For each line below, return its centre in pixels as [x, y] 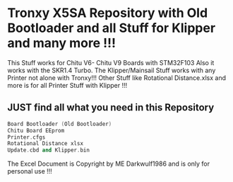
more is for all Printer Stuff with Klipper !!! [67, 85]
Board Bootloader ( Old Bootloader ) [60, 124]
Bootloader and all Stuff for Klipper [112, 28]
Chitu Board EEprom [36, 130]
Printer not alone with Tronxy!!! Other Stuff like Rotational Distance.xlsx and [117, 78]
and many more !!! [62, 43]
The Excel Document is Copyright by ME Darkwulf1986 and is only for [109, 164]
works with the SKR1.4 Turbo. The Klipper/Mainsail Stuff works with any [112, 70]
